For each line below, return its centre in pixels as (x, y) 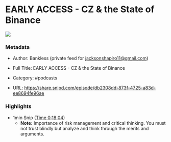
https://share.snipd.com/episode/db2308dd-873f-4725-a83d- (90, 88)
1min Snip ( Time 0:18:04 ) (39, 118)
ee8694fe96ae (28, 93)
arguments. (32, 134)
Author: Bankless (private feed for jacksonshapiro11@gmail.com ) (80, 58)
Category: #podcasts (35, 78)
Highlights (18, 106)
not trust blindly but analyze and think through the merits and (84, 128)
